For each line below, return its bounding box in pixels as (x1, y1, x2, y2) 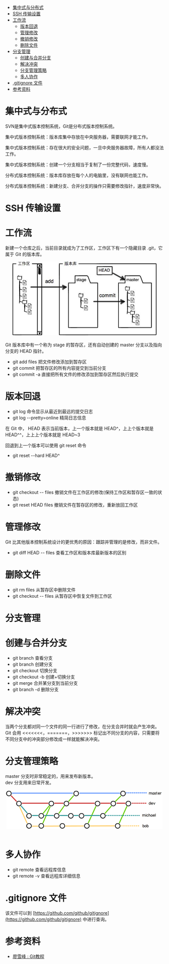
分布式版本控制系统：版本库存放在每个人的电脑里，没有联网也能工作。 (5, 172, 151, 178)
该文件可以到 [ (5, 910, 35, 916)
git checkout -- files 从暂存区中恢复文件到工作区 (12, 593, 112, 599)
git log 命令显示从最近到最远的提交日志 (12, 409, 93, 414)
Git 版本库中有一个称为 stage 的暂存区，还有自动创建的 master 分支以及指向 (5, 342, 162, 348)
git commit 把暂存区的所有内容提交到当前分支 (12, 365, 107, 371)
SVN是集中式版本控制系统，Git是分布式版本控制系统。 (5, 123, 117, 129)
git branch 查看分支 (12, 655, 53, 661)
